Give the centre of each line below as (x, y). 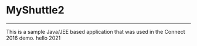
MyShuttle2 (35, 10)
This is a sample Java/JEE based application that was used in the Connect (96, 31)
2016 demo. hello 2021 (33, 38)
